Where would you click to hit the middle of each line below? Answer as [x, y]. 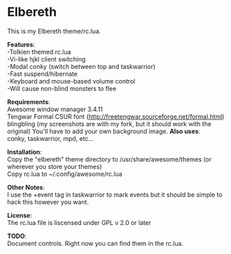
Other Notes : [26, 187]
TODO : [17, 236]
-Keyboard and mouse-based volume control [71, 81]
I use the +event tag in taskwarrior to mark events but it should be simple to [115, 195]
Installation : [25, 152]
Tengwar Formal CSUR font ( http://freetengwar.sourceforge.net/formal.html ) [116, 116]
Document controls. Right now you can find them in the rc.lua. [95, 243]
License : [20, 215]
